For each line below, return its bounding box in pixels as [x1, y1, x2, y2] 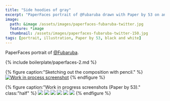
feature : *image [10, 26, 44, 31]
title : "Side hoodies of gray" [5, 7, 71, 13]
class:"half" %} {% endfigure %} [5, 90, 111, 96]
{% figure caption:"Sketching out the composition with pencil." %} [5, 69, 143, 75]
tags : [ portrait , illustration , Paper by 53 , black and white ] [5, 36, 142, 41]
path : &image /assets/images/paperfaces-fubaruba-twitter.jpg [10, 21, 144, 27]
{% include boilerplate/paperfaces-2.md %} [5, 59, 97, 65]
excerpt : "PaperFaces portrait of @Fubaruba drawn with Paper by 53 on [5, 12, 159, 17]
